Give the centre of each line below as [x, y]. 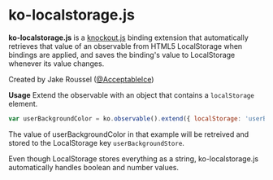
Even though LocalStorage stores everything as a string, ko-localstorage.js [133, 158]
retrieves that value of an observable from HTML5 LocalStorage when [126, 46]
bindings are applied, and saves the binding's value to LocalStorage [122, 55]
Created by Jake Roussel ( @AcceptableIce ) [81, 79]
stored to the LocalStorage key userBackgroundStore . [97, 143]
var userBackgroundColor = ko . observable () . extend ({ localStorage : [125, 119]
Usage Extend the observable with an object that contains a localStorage [131, 94]
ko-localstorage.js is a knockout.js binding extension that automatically [129, 37]
